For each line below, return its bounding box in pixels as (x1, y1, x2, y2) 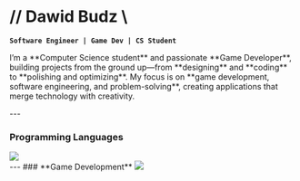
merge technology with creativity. (9, 90, 135, 101)
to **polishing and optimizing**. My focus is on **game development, (9, 71, 270, 82)
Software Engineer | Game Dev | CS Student (9, 36, 177, 45)
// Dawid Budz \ (9, 6, 128, 27)
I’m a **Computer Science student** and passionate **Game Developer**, (9, 52, 293, 62)
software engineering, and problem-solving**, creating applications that (9, 81, 279, 91)
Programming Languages (9, 130, 125, 143)
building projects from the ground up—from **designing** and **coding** (9, 62, 288, 72)
